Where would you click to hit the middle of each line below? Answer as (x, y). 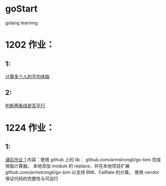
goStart (21, 9)
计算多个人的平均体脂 (27, 76)
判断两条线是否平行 (25, 105)
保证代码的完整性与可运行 (32, 178)
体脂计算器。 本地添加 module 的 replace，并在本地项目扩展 (67, 166)
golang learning (21, 23)
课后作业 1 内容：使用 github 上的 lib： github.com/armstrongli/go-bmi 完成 (83, 159)
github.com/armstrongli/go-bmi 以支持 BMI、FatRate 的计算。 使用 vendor (82, 172)
